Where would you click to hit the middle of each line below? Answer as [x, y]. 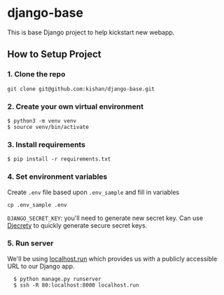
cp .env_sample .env [37, 205]
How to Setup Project [54, 54]
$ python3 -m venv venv [42, 121]
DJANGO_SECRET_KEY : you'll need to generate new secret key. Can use [105, 218]
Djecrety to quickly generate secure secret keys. [77, 225]
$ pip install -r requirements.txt [59, 159]
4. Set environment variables [57, 177]
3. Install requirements [47, 144]
